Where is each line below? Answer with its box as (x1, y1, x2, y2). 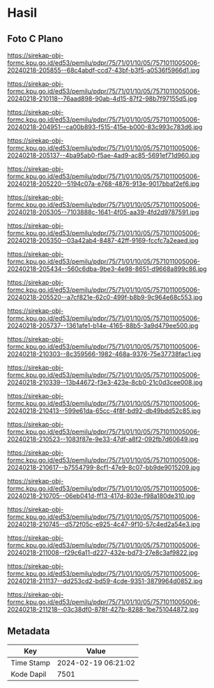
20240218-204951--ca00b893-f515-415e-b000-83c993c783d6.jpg (7, 123, 203, 131)
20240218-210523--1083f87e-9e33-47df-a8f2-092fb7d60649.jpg (7, 435, 199, 443)
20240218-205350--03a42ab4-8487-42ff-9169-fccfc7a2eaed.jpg (7, 236, 199, 244)
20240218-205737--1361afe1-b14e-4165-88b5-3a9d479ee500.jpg (7, 321, 199, 330)
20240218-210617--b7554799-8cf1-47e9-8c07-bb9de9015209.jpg (7, 463, 200, 471)
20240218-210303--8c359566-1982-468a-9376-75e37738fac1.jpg (7, 350, 201, 358)
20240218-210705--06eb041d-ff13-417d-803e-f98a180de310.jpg (7, 492, 195, 500)
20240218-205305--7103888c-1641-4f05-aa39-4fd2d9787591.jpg (7, 208, 199, 216)
